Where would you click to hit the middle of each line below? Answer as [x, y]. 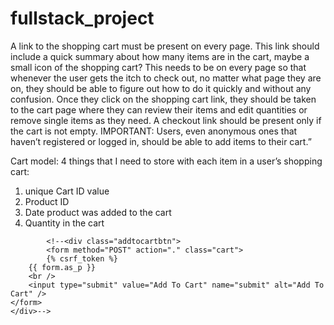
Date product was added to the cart [98, 212]
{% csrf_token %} [82, 258]
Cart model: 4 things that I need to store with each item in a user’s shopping [166, 161]
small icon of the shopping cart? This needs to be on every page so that [158, 67]
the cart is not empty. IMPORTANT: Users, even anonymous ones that [154, 131]
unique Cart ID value [67, 191]
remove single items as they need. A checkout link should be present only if [166, 120]
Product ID [47, 201]
